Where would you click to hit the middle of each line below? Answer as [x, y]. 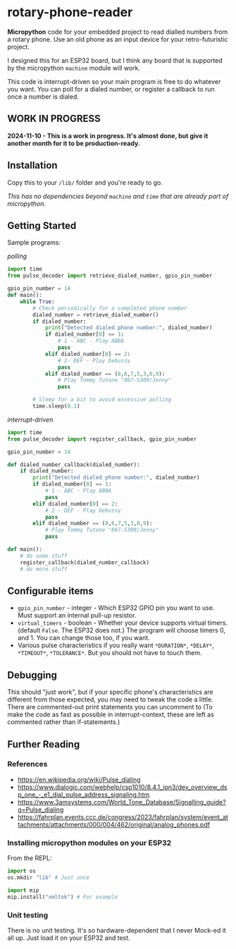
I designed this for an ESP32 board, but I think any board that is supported [115, 60]
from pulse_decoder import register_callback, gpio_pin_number [102, 439]
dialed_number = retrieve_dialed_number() [96, 314]
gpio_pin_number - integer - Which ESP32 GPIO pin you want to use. [116, 608]
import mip [23, 890]
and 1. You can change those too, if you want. [83, 638]
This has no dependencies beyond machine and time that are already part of [118, 196]
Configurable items [50, 590]
